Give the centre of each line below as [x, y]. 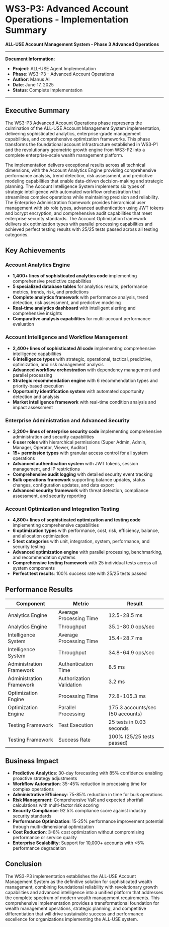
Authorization [74, 678]
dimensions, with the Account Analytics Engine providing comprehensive [81, 170]
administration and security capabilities [53, 437]
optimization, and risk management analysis [58, 364]
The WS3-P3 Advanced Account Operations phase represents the [74, 123]
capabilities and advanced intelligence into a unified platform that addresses [84, 892]
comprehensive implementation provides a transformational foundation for [82, 903]
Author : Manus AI [31, 79]
